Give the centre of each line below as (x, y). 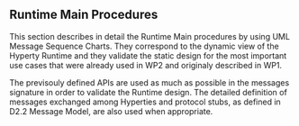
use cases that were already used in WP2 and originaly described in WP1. (145, 65)
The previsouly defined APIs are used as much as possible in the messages (149, 82)
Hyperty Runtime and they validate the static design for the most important (148, 55)
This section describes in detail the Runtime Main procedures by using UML (150, 36)
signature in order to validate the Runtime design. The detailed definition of (149, 92)
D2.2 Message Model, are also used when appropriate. (111, 111)
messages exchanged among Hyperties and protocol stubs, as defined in (145, 102)
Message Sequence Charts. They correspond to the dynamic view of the (144, 46)
